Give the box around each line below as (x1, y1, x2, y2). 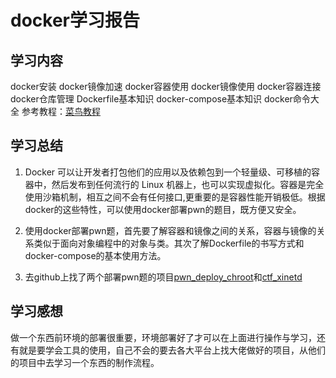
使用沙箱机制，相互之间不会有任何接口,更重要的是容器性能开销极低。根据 (24, 191, 326, 203)
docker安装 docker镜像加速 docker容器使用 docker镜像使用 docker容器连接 (10, 81, 322, 92)
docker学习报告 (10, 9, 140, 32)
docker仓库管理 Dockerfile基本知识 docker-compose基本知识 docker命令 (10, 93, 311, 105)
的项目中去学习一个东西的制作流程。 (10, 356, 160, 368)
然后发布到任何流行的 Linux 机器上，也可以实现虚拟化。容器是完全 (51, 178, 325, 190)
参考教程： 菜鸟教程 (21, 106, 101, 117)
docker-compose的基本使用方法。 (24, 249, 167, 261)
